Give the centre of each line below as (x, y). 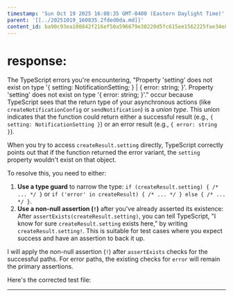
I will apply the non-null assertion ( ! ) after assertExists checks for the (107, 252)
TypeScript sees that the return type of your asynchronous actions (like (109, 102)
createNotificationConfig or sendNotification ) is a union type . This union (114, 110)
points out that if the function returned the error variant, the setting (104, 153)
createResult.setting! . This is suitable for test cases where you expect (120, 231)
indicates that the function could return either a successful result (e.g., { (110, 117)
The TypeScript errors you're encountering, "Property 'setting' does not (110, 80)
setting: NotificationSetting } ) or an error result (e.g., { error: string (112, 124)
